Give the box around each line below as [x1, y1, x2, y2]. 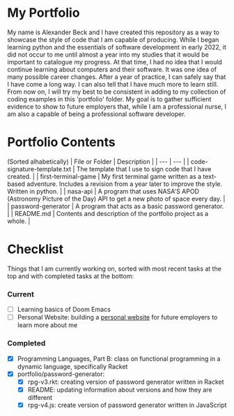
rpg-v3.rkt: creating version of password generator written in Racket [27, 378, 224, 386]
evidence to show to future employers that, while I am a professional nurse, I [7, 102, 226, 110]
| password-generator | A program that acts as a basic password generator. [7, 201, 224, 210]
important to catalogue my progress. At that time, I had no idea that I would [7, 57, 223, 66]
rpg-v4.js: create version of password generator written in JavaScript [27, 401, 227, 409]
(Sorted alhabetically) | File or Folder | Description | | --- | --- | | [7, 157, 189, 166]
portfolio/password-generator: [17, 369, 105, 378]
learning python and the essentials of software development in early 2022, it [7, 43, 226, 51]
